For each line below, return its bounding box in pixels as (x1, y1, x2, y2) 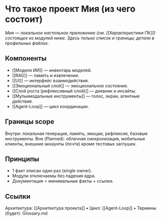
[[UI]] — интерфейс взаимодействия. (12, 77, 89, 83)
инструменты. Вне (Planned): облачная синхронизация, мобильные (5, 135, 145, 142)
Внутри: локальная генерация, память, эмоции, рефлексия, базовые (5, 130, 148, 136)
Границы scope (5, 118, 54, 126)
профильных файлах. (5, 40, 50, 46)
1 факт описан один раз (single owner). (12, 168, 92, 174)
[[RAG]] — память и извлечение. (12, 72, 80, 78)
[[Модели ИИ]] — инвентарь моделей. (12, 67, 92, 73)
